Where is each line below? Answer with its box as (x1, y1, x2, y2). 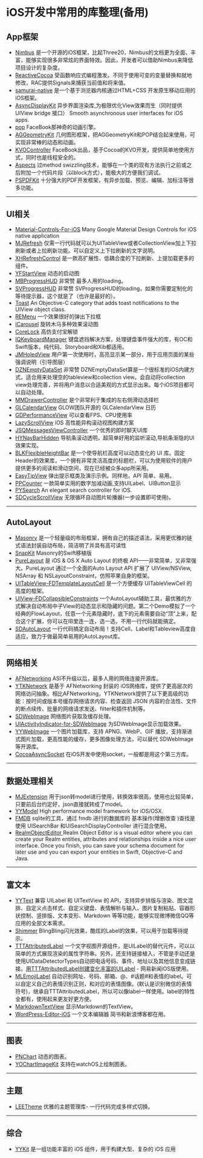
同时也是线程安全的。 (25, 154, 79, 161)
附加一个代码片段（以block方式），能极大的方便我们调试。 (20, 169, 164, 176)
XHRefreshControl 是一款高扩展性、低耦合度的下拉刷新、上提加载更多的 (14, 254, 195, 261)
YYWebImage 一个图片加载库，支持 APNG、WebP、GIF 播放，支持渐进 (14, 728, 192, 735)
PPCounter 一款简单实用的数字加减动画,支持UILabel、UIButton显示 (14, 480, 181, 487)
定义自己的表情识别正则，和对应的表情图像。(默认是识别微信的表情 (25, 980, 192, 988)
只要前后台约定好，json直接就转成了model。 (14, 801, 126, 808)
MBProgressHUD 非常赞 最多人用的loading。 (14, 277, 127, 284)
